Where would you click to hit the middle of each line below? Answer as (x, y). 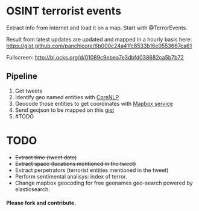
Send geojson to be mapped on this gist (65, 110)
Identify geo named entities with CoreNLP (67, 97)
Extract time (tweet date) (46, 157)
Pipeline (22, 76)
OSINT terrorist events (64, 11)
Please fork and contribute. (41, 203)
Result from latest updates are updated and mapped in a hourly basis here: (99, 39)
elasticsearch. (32, 189)
